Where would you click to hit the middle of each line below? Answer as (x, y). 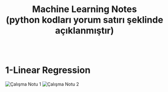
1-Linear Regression (48, 70)
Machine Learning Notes (85, 9)
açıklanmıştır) (85, 31)
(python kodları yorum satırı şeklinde (85, 20)
